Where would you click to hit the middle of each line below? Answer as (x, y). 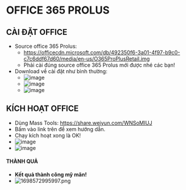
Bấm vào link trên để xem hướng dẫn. (60, 129)
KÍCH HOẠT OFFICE (43, 109)
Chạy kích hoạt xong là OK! (48, 135)
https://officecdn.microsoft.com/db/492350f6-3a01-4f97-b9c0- (102, 53)
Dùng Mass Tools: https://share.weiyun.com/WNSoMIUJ (83, 123)
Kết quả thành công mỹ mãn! (51, 175)
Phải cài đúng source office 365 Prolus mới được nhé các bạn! (99, 65)
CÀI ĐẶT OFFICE (37, 32)
